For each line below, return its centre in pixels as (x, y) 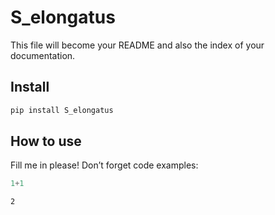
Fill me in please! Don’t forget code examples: (104, 165)
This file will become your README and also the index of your (137, 45)
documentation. (43, 55)
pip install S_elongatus (62, 110)
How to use (46, 141)
